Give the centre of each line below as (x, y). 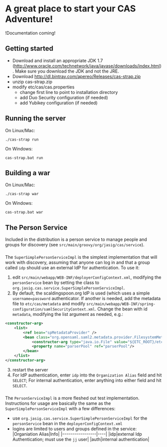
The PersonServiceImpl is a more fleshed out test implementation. (72, 398)
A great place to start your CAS (71, 9)
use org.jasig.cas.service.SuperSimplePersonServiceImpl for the (80, 418)
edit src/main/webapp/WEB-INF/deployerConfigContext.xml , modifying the (87, 277)
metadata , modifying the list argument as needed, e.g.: (68, 314)
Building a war (28, 173)
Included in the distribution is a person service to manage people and (76, 239)
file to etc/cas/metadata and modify (49, 304)
